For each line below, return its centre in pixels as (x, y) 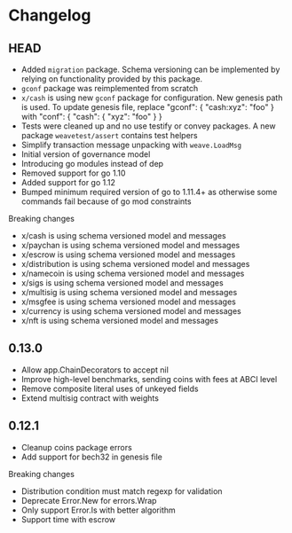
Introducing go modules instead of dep (92, 164)
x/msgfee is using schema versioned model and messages (128, 302)
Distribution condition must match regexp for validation (122, 491)
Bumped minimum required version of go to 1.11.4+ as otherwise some (149, 192)
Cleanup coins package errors (76, 447)
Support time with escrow (68, 519)
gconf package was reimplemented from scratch (110, 88)
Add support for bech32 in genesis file (92, 457)
